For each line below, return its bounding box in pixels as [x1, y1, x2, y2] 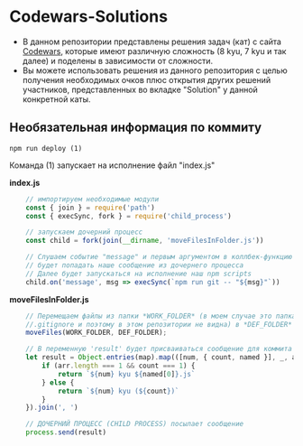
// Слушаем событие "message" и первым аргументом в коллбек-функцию [25, 253, 293, 262]
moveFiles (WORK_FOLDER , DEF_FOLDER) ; [25, 328, 168, 338]
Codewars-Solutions [9, 6, 169, 27]
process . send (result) [25, 428, 106, 437]
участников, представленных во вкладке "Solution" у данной [22, 84, 259, 95]
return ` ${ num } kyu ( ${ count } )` [57, 386, 179, 395]
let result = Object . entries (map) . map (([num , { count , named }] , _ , [25, 353, 289, 362]
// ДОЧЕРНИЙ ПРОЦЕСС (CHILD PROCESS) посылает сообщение [25, 420, 244, 429]
